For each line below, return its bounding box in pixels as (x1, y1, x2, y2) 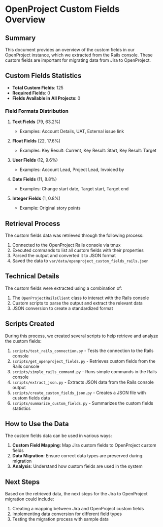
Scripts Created (5, 320, 55, 328)
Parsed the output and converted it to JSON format (12, 252, 116, 258)
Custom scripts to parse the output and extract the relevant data (12, 300, 143, 306)
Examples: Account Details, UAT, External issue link (19, 129, 124, 134)
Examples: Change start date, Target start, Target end (19, 186, 129, 192)
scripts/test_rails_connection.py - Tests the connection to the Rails (12, 348, 154, 353)
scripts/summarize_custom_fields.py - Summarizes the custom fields (12, 400, 154, 406)
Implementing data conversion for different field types (12, 511, 122, 517)
